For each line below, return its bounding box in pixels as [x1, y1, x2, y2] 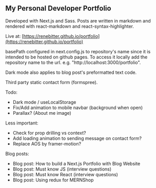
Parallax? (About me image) [12, 110, 72, 116]
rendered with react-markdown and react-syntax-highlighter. [5, 23, 134, 29]
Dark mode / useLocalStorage [12, 99, 76, 105]
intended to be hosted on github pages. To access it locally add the [5, 54, 148, 60]
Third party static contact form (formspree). [5, 79, 98, 85]
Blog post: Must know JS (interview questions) [12, 166, 112, 172]
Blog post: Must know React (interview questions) [12, 171, 118, 177]
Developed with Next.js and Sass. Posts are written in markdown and [5, 17, 151, 24]
